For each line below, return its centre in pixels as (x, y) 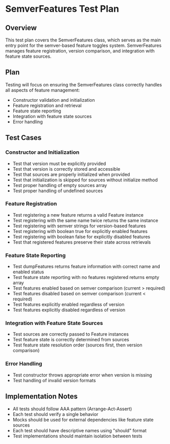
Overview (21, 28)
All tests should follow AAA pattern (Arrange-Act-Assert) (72, 409)
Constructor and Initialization (42, 152)
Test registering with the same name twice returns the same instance (85, 220)
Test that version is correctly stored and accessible (66, 169)
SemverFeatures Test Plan (62, 9)
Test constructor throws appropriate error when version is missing (82, 375)
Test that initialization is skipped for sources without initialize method (85, 180)
